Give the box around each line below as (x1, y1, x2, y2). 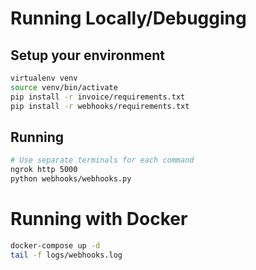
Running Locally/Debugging (10, 7, 247, 30)
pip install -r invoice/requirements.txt (10, 92, 186, 102)
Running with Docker (10, 208, 188, 231)
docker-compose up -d (10, 240, 101, 251)
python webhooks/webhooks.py (10, 174, 132, 184)
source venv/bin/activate (10, 82, 118, 92)
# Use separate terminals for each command (10, 155, 195, 166)
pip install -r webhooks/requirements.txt (10, 101, 190, 111)
